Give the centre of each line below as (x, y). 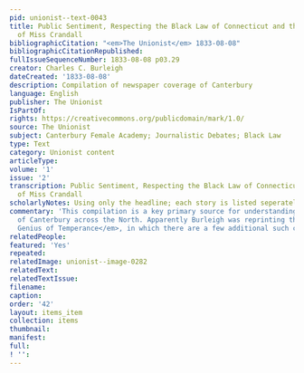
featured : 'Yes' (40, 245)
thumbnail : (30, 330)
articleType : (34, 161)
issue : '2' (30, 177)
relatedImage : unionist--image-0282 (78, 262)
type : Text (30, 144)
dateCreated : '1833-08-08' (60, 77)
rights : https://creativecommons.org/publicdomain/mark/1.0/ (127, 119)
